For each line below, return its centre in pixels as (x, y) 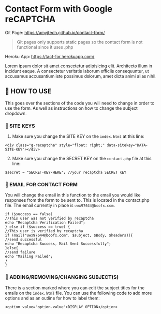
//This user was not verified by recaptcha (50, 219)
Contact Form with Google (59, 9)
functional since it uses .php (45, 47)
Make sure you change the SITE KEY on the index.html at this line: (78, 136)
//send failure (20, 253)
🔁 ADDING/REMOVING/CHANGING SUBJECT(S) (62, 277)
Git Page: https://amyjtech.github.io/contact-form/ (55, 32)
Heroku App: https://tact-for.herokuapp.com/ (50, 56)
